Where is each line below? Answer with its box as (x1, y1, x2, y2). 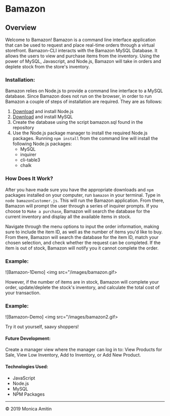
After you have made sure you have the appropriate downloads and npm (5, 186, 154, 193)
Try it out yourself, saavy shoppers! (5, 324, 79, 330)
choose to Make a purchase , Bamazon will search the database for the (5, 208, 150, 214)
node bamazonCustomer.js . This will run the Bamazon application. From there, (5, 197, 164, 203)
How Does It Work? (5, 175, 53, 182)
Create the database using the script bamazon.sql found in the (12, 119, 143, 125)
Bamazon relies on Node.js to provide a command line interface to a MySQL (5, 88, 163, 94)
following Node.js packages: (12, 141, 72, 147)
